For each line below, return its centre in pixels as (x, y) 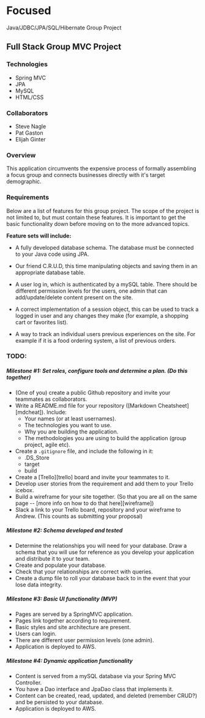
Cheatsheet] (174, 406)
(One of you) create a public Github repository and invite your (93, 393)
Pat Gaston (29, 133)
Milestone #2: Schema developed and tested (65, 530)
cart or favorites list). (42, 322)
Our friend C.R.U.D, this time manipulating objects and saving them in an (106, 266)
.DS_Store (37, 458)
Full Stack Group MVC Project (64, 47)
